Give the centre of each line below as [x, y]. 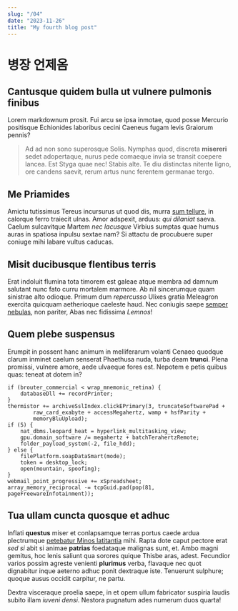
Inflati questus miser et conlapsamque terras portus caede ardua [104, 532]
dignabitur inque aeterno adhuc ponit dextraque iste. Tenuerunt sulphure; [115, 571]
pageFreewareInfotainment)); [51, 494]
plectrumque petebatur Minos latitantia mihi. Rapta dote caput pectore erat [117, 540]
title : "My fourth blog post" [53, 27]
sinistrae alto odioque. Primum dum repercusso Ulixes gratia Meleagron [113, 297]
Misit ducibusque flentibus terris [82, 264]
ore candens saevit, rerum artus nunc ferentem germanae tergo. [119, 172]
